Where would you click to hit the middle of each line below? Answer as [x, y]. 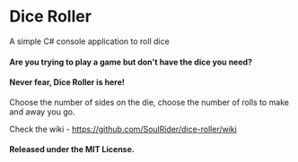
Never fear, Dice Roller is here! [67, 82]
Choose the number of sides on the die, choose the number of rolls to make [149, 102]
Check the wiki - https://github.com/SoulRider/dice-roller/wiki [123, 129]
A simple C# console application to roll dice [90, 41]
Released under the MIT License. [72, 149]
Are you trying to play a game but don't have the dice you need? [131, 62]
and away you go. [42, 111]
